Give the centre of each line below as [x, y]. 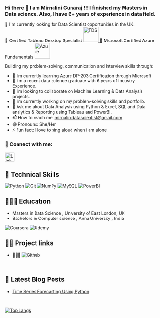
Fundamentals [19, 57]
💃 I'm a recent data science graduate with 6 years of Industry [73, 81]
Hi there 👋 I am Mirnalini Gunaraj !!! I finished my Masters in [76, 8]
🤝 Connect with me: [29, 144]
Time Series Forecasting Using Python [51, 291]
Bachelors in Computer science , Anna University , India [68, 219]
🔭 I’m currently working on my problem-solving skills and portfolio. [79, 101]
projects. [21, 97]
